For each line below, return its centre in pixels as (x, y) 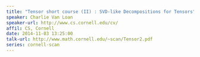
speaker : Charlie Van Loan (40, 17)
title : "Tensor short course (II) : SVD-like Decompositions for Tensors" (101, 12)
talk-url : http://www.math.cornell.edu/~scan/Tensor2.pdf (79, 39)
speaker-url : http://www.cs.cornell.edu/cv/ (62, 23)
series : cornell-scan (33, 45)
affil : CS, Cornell (30, 28)
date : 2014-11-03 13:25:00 (40, 34)
